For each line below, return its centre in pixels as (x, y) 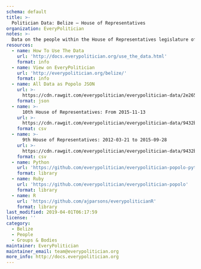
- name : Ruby (28, 179)
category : (19, 223)
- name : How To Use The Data (48, 51)
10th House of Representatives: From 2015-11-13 (84, 112)
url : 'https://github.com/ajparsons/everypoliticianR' (87, 201)
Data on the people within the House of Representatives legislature (100, 40)
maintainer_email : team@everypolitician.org (63, 251)
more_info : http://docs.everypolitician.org (63, 257)
